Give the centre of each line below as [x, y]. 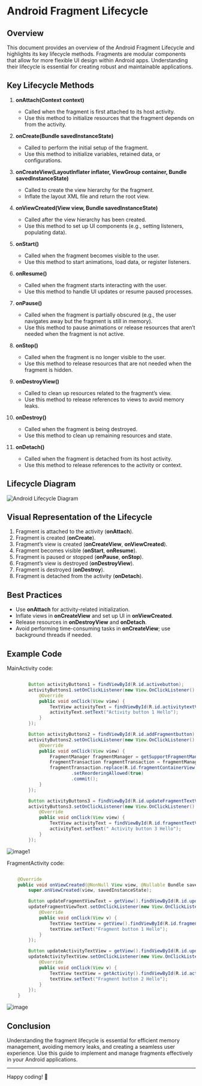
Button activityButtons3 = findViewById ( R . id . [88, 801]
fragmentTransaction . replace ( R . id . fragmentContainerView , [123, 768]
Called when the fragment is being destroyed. [81, 429]
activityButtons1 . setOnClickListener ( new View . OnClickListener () [112, 690]
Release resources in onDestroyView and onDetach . [81, 622]
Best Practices [34, 595]
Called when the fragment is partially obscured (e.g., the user [100, 315]
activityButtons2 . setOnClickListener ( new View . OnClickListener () [112, 740]
